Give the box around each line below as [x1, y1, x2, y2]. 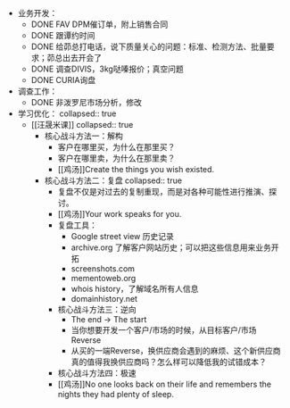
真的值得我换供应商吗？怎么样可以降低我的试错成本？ [70, 356, 267, 367]
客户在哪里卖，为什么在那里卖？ [57, 153, 176, 163]
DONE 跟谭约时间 [30, 30, 95, 40]
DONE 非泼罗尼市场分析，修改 [30, 97, 143, 107]
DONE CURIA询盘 [30, 75, 96, 85]
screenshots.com [70, 263, 136, 274]
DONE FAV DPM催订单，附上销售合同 [30, 19, 169, 29]
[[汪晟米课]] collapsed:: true [30, 120, 134, 129]
